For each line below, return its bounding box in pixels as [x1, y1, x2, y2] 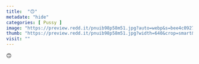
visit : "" [6, 36, 31, 42]
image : [6, 25, 23, 31]
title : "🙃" [6, 8, 38, 15]
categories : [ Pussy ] [6, 19, 62, 25]
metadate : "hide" [6, 14, 49, 20]
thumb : [6, 31, 23, 36]
